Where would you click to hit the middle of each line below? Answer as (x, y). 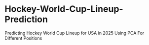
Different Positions (23, 38)
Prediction (26, 19)
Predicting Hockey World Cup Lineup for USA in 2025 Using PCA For (74, 33)
